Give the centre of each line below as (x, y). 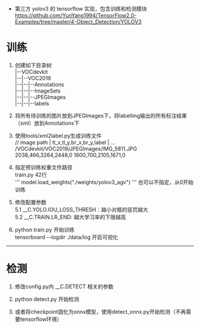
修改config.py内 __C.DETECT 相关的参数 (64, 286)
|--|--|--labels (32, 103)
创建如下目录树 (33, 65)
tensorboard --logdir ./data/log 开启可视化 (66, 237)
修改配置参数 (30, 202)
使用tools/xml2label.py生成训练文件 (58, 135)
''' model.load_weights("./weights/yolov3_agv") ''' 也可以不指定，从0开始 (104, 182)
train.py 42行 (31, 175)
